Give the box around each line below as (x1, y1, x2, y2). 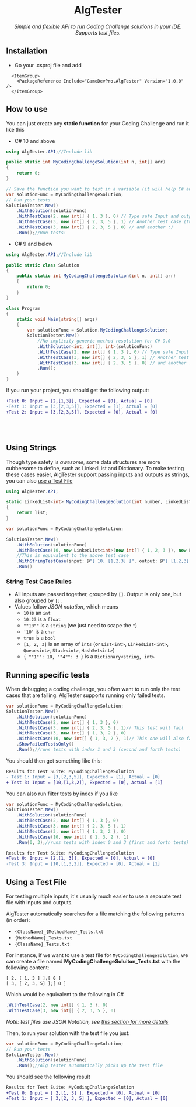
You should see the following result (6, 1073, 90, 1081)
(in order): (6, 917, 30, 924)
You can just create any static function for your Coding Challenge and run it (6, 119, 190, 127)
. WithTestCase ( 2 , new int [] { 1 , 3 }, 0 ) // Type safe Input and (16, 213, 179, 220)
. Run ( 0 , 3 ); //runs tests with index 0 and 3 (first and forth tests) (16, 839, 190, 845)
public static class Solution (6, 262, 80, 268)
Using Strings (6, 443, 57, 453)
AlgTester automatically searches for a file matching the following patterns (6, 910, 185, 917)
